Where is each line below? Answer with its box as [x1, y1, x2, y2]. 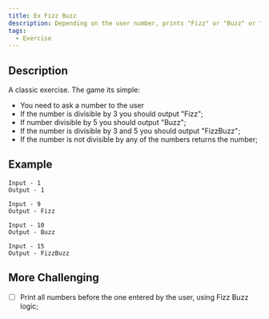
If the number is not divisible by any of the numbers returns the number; [19, 135, 258, 144]
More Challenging [8, 271, 100, 285]
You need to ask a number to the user [19, 101, 144, 111]
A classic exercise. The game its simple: [8, 85, 140, 95]
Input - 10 [8, 221, 45, 229]
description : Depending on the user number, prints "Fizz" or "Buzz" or [8, 19, 256, 27]
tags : [8, 26, 26, 34]
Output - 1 [8, 186, 45, 194]
